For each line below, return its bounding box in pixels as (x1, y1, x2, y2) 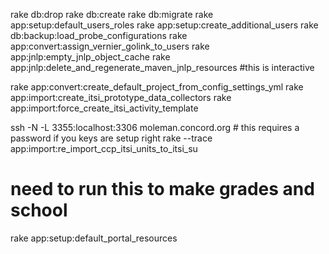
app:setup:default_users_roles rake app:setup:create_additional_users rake (10, 19, 319, 31)
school (10, 199, 68, 222)
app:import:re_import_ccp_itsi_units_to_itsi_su (10, 143, 198, 154)
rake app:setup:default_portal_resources (10, 232, 178, 244)
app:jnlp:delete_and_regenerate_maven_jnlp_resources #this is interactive (10, 62, 315, 73)
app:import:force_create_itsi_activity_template (10, 102, 199, 114)
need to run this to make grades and (10, 178, 315, 201)
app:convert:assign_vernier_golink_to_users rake (10, 40, 210, 52)
